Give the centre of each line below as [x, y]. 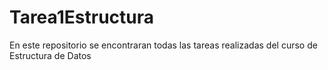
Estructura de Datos [50, 55]
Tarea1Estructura [81, 17]
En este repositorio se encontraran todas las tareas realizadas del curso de [163, 45]
